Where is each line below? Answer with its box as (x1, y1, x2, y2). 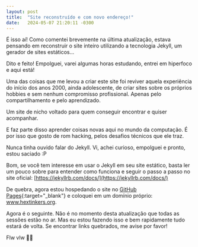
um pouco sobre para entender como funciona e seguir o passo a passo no (6, 168, 191, 175)
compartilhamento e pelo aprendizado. (6, 97, 101, 104)
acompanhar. (6, 115, 39, 122)
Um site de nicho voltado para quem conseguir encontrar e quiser (6, 108, 167, 116)
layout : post (6, 8, 39, 15)
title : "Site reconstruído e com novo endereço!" (6, 14, 134, 20)
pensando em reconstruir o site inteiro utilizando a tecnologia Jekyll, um (6, 42, 182, 49)
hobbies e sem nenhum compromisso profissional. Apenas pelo (6, 90, 162, 98)
